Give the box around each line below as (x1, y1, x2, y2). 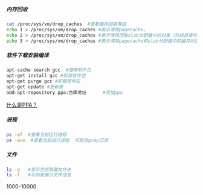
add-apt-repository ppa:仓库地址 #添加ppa (6, 89, 123, 96)
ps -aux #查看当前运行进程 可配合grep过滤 (6, 137, 109, 143)
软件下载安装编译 (6, 52, 49, 59)
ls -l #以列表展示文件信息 (6, 172, 71, 178)
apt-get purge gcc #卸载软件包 (6, 78, 80, 84)
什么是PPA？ (6, 101, 38, 108)
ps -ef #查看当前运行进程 (6, 131, 67, 138)
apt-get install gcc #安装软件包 (6, 73, 86, 79)
